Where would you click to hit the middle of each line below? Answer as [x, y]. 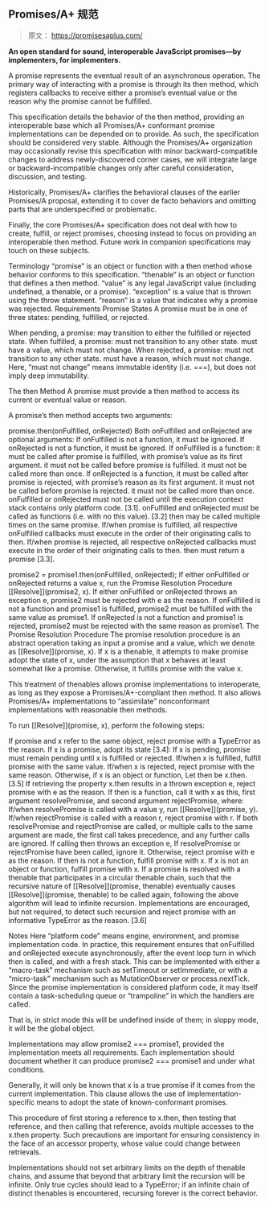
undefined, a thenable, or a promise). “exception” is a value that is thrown [130, 291]
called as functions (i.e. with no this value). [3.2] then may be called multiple [134, 516]
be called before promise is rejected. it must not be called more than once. [132, 490]
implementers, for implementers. [65, 59]
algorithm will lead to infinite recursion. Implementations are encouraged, [129, 903]
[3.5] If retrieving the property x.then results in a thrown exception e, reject [132, 783]
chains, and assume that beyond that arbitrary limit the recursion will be [127, 1175]
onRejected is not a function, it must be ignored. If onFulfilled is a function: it [134, 448]
